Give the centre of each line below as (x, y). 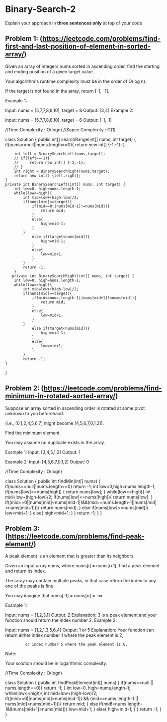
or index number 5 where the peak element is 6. (76, 645)
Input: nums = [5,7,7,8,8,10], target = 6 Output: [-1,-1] (58, 120)
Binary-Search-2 (41, 9)
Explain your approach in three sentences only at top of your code (74, 23)
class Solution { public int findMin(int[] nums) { (53, 481)
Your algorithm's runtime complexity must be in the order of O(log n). (76, 81)
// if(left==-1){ (32, 158)
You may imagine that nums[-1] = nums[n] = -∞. (54, 596)
